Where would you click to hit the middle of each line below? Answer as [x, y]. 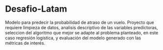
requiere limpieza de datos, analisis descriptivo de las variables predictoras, [81, 27]
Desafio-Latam [36, 9]
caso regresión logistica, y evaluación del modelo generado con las [73, 38]
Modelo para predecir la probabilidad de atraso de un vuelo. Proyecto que [80, 22]
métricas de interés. [25, 43]
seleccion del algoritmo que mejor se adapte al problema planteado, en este [82, 33]
